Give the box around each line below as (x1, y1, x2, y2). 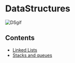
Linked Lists (12, 47, 37, 53)
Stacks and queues (12, 52, 52, 58)
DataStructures (5, 3, 70, 14)
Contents (5, 34, 35, 42)
